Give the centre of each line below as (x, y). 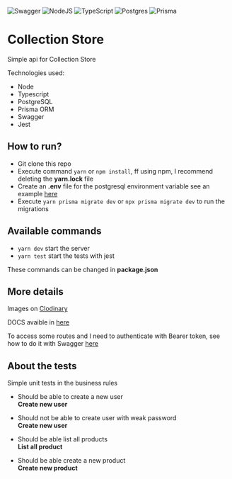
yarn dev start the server (53, 248)
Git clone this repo (45, 164)
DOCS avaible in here (38, 322)
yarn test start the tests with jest (66, 256)
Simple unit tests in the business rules (63, 383)
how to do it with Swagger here (53, 344)
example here (37, 193)
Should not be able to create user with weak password (97, 418)
